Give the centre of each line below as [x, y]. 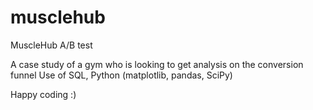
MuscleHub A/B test [51, 45]
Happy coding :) [43, 94]
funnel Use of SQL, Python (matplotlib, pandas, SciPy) [121, 75]
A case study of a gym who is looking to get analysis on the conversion [157, 64]
